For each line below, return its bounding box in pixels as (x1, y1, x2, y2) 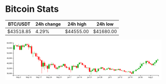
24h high (67, 21, 87, 27)
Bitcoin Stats (5, 3, 59, 15)
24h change (35, 21, 61, 27)
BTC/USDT (8, 21, 31, 27)
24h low (96, 21, 114, 27)
